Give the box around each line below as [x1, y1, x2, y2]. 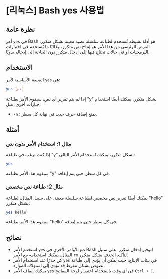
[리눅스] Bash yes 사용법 [6, 5, 105, 16]
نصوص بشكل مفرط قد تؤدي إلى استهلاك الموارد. [13, 262, 105, 269]
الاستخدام [6, 63, 33, 72]
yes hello [6, 210, 27, 215]
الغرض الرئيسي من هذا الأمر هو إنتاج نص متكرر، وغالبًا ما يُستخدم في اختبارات [6, 44, 150, 49]
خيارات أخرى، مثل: [6, 101, 41, 107]
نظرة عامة [6, 25, 35, 33]
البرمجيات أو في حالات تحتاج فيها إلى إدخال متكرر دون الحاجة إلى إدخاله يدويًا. [6, 49, 150, 55]
